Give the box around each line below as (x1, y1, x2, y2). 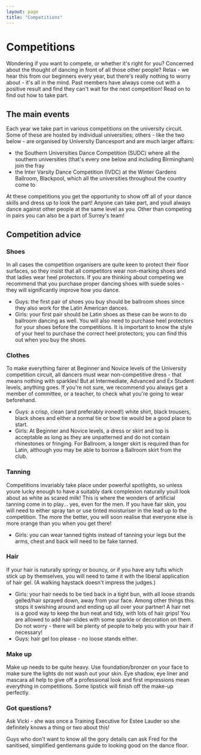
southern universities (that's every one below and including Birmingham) (14, 156, 194, 163)
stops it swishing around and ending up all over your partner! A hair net (14, 603, 190, 610)
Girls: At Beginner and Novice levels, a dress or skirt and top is (14, 427, 169, 434)
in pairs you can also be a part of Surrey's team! (6, 212, 125, 219)
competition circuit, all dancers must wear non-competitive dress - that (6, 371, 182, 378)
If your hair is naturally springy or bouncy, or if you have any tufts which (6, 566, 184, 573)
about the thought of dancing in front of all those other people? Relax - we (6, 67, 190, 74)
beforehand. (6, 397, 37, 404)
